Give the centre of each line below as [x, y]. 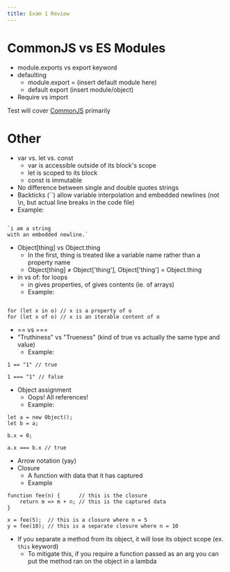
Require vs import [43, 97]
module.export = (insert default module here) [92, 82]
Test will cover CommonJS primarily [59, 110]
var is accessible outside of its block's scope [92, 165]
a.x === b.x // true [37, 447]
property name [49, 262]
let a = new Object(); [40, 417]
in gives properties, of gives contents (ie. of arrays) [101, 284]
